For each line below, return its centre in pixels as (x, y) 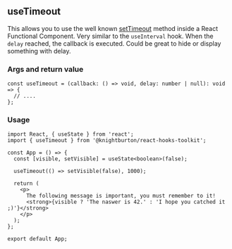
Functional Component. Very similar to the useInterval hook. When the (110, 36)
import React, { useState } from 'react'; (71, 134)
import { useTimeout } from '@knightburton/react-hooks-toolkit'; (107, 141)
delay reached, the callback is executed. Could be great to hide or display (114, 43)
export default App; (38, 239)
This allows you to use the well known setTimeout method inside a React (113, 28)
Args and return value (45, 69)
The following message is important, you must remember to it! (121, 196)
